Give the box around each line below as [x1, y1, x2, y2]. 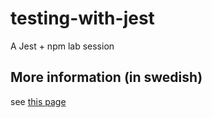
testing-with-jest [10, 7, 155, 30]
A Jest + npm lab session [10, 40, 115, 52]
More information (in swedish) [10, 69, 203, 86]
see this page [10, 95, 67, 107]
